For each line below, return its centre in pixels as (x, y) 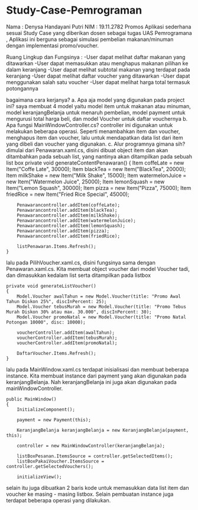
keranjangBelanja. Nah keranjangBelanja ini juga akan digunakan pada (92, 382)
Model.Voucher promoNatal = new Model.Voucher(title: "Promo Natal (101, 317)
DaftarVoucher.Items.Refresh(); (56, 353)
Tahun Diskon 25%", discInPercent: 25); (57, 301)
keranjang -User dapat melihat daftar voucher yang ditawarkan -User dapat (98, 76)
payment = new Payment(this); (54, 420)
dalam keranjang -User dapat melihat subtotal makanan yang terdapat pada (98, 69)
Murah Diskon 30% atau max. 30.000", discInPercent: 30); (79, 312)
